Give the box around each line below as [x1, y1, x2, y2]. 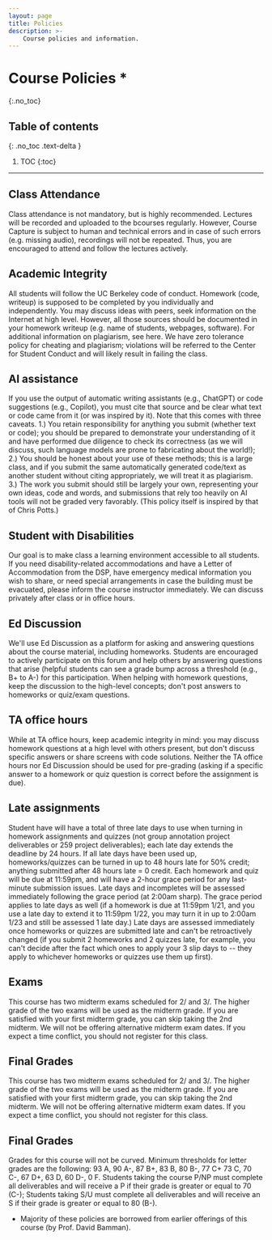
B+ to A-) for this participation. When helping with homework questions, [8, 673, 249, 682]
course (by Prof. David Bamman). [19, 1223, 131, 1233]
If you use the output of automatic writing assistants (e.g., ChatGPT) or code [8, 393, 263, 403]
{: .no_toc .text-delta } [8, 141, 82, 151]
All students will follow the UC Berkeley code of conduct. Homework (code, [8, 288, 260, 298]
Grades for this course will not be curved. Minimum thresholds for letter [8, 1155, 247, 1166]
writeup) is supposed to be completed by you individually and [8, 297, 215, 307]
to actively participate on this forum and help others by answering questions [8, 656, 263, 665]
